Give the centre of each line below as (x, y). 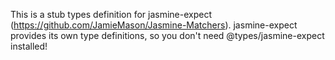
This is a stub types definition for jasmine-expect (111, 14)
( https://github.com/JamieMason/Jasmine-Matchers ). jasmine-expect (154, 25)
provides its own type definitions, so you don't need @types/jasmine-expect (167, 35)
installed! (29, 46)
